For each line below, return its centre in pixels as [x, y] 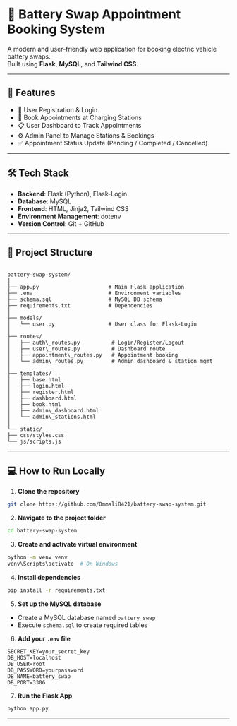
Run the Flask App [45, 696]
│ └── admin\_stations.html [52, 417]
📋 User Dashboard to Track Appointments [79, 125]
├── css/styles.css [36, 436]
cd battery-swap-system [42, 531]
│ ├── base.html [34, 380]
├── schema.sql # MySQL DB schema [85, 299]
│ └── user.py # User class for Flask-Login [102, 324]
